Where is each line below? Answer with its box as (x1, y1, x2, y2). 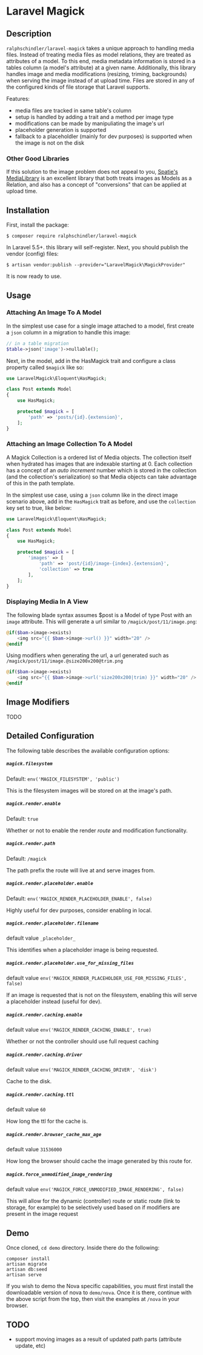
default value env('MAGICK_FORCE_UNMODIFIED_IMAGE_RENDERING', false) (6, 1185, 184, 1193)
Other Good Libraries (6, 154, 70, 162)
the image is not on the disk (15, 139, 85, 147)
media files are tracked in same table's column (15, 107, 131, 114)
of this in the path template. (6, 479, 75, 487)
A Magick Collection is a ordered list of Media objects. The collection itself (6, 453, 192, 461)
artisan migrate (6, 1261, 47, 1267)
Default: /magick (6, 855, 47, 862)
